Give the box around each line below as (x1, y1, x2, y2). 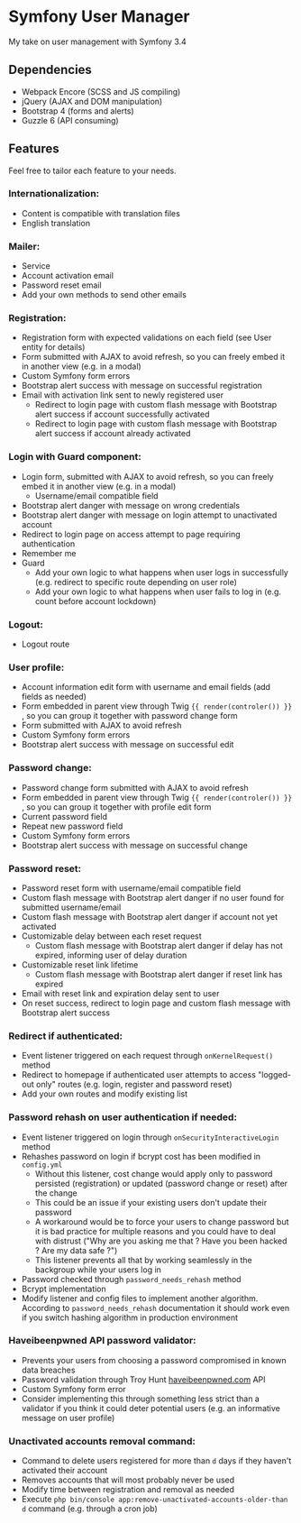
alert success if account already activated (34, 428, 191, 439)
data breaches (21, 1364, 76, 1375)
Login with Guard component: (8, 451, 141, 463)
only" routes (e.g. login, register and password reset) (35, 1079, 233, 1090)
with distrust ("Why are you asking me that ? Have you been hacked (34, 1235, 287, 1246)
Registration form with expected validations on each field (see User (21, 332, 272, 344)
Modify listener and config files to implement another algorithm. (21, 1292, 259, 1304)
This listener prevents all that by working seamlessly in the (34, 1254, 253, 1265)
